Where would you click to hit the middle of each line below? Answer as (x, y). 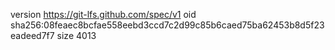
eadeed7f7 (32, 35)
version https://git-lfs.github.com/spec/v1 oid (103, 14)
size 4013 (76, 35)
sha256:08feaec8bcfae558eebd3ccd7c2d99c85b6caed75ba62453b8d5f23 (167, 25)
